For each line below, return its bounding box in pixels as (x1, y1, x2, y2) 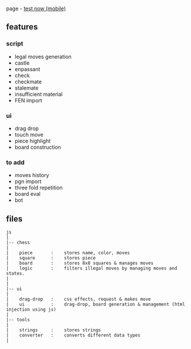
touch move (14, 131, 44, 138)
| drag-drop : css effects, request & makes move (6, 297, 151, 303)
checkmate (14, 78, 42, 85)
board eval (14, 191, 41, 198)
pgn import (14, 178, 42, 185)
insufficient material (14, 91, 63, 98)
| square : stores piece (6, 255, 96, 261)
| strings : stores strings (6, 327, 101, 333)
